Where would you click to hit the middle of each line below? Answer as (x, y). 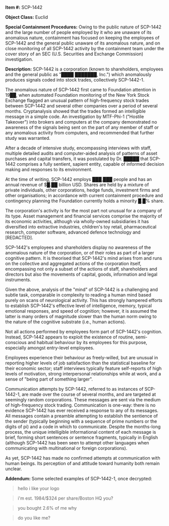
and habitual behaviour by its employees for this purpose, (87, 342)
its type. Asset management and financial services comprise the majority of (84, 216)
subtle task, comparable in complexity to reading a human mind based (78, 295)
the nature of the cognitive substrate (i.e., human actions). (66, 322)
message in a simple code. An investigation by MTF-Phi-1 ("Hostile (75, 117)
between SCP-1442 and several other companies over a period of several (81, 106)
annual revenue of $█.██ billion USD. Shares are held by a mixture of (77, 185)
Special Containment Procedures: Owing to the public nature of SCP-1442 (83, 27)
